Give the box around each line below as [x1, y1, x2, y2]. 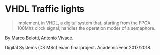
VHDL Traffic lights [5, 3, 85, 15]
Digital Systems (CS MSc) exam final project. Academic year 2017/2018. [5, 44, 152, 50]
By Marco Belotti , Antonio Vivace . [5, 35, 74, 41]
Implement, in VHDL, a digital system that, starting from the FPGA [17, 20, 151, 26]
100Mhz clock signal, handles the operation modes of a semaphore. [17, 25, 156, 31]
